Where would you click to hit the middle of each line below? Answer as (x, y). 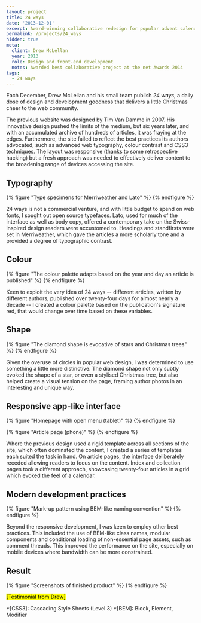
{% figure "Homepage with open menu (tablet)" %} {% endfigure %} (91, 421)
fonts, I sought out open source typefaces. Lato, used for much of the (92, 215)
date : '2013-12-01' (31, 23)
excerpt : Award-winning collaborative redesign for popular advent (92, 28)
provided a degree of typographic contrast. (60, 240)
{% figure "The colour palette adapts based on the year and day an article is (100, 274)
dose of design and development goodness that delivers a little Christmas (97, 102)
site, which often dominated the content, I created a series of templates (94, 450)
